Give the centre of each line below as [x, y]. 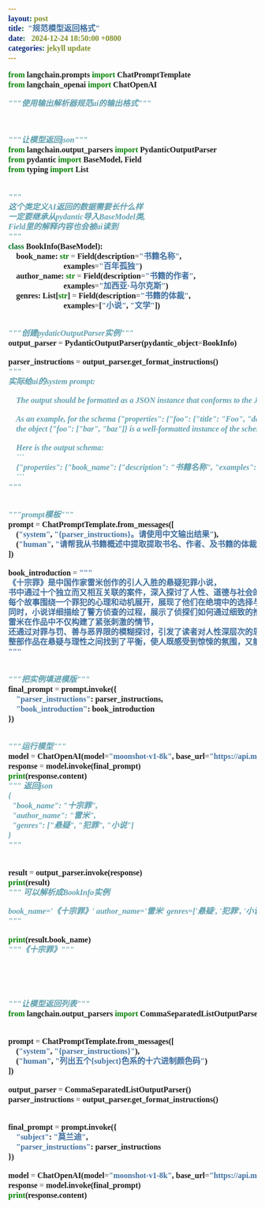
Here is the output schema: [60, 447]
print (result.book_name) [50, 940]
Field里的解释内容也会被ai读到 [63, 226]
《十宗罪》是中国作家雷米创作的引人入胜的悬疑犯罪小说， [115, 583]
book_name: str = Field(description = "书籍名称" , [99, 256]
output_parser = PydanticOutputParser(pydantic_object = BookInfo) [123, 343]
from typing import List [49, 169]
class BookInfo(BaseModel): [56, 246]
